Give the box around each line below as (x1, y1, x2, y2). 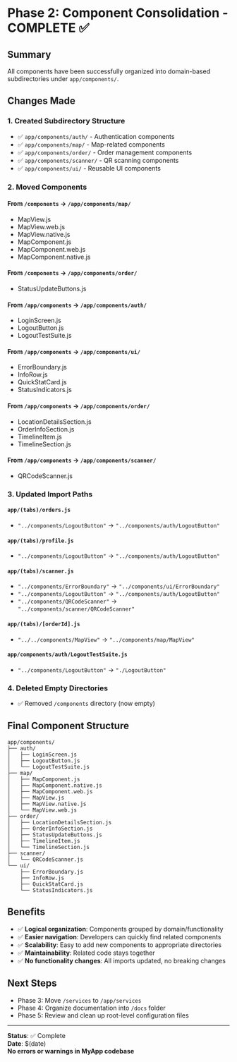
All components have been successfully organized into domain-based (7, 67, 210, 75)
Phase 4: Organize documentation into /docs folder (17, 1003, 166, 1012)
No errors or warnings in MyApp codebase (7, 1046, 135, 1055)
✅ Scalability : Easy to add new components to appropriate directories (17, 940, 222, 949)
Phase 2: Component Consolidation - (7, 5, 229, 21)
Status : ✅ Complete (7, 1031, 66, 1039)
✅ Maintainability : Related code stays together (17, 948, 155, 957)
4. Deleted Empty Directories (7, 683, 108, 692)
